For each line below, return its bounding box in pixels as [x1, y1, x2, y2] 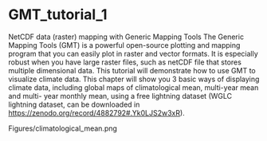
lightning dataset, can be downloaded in [8, 100, 140, 109]
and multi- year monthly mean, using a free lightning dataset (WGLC [8, 91, 233, 100]
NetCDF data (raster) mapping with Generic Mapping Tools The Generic [8, 32, 245, 41]
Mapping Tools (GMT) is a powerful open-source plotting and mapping [8, 40, 241, 49]
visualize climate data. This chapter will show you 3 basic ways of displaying [8, 74, 260, 84]
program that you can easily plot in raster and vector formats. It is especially [8, 49, 259, 58]
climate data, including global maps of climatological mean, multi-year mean [8, 82, 259, 92]
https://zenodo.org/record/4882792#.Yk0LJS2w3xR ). [8, 108, 185, 117]
